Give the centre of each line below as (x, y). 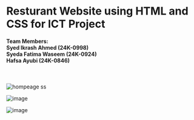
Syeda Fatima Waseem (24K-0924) (52, 54)
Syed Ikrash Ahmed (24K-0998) (48, 47)
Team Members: (27, 41)
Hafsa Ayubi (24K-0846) (38, 60)
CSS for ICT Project (56, 24)
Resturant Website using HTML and (98, 11)
